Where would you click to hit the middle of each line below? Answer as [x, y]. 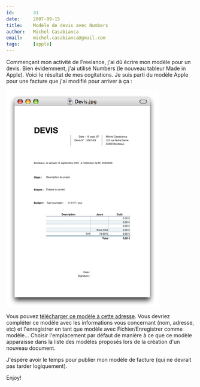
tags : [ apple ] [29, 44]
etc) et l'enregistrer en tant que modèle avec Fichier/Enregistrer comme [95, 329]
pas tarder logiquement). [37, 366]
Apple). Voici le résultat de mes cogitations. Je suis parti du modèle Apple [97, 75]
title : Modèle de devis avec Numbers [57, 25]
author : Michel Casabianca [43, 32]
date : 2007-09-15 [33, 19]
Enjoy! [14, 378]
